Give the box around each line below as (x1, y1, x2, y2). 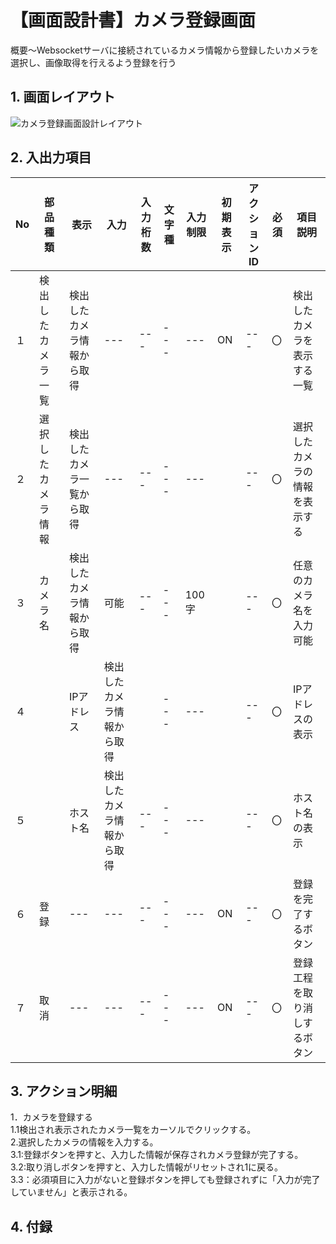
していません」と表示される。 (10, 1186, 133, 1198)
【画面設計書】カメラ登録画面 (10, 9, 257, 32)
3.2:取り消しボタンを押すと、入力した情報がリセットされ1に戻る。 (10, 1161, 284, 1173)
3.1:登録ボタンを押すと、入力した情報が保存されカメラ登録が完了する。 (10, 1149, 304, 1161)
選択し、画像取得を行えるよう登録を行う (10, 56, 177, 68)
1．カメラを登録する (10, 1111, 93, 1123)
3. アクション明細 (10, 1082, 118, 1100)
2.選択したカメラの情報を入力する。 (10, 1136, 159, 1148)
